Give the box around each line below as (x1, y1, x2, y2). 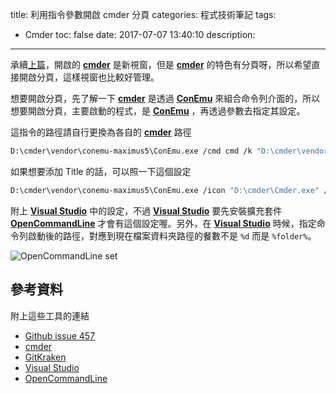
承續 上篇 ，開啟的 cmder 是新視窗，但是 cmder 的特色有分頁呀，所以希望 (10, 59, 312, 70)
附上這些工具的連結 (10, 309, 90, 322)
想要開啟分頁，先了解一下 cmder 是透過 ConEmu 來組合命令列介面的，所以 (10, 93, 321, 104)
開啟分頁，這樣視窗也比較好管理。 (18, 71, 160, 83)
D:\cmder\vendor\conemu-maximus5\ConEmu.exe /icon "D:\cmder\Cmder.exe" (10, 185, 320, 195)
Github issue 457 (24, 329, 96, 342)
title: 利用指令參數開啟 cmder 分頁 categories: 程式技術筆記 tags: (10, 9, 277, 20)
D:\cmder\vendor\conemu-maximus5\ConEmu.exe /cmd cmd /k (10, 146, 253, 156)
